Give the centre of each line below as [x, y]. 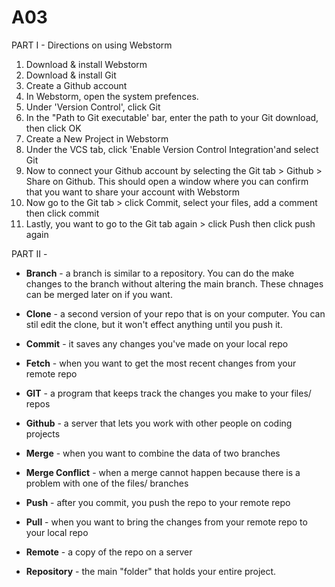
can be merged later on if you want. [99, 294]
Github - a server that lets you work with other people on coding [159, 423]
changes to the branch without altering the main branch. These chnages [174, 283]
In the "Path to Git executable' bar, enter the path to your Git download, [172, 117]
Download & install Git [71, 75]
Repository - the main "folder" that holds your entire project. [151, 571]
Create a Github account [76, 85]
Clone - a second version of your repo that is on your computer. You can [175, 313]
